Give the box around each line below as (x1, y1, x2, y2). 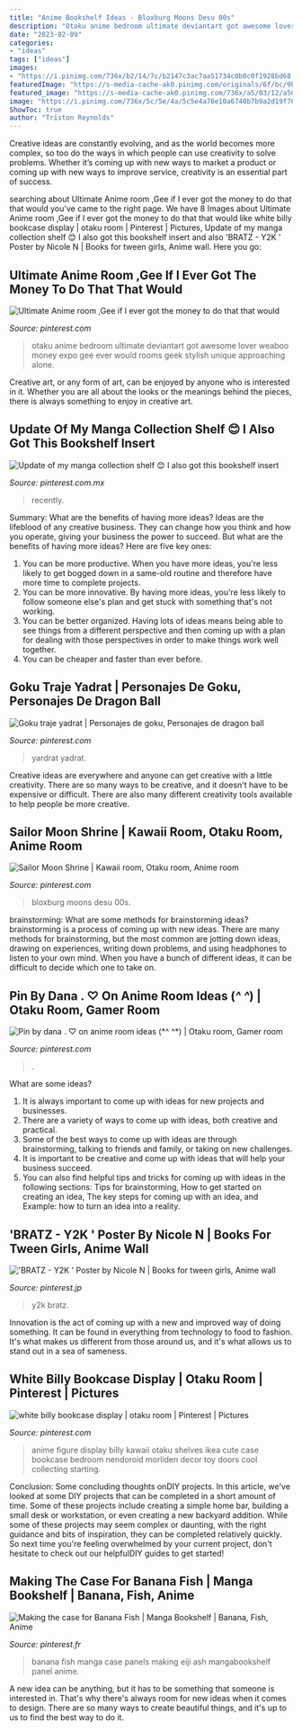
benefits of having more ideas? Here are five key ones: (9, 540, 212, 551)
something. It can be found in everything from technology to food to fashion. (9, 1327, 293, 1337)
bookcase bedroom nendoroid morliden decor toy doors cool (31, 1453, 258, 1465)
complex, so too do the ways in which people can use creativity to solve (9, 147, 277, 158)
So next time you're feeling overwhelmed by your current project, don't (9, 1538, 272, 1549)
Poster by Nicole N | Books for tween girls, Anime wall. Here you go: (9, 242, 262, 253)
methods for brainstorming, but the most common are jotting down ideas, (9, 934, 280, 945)
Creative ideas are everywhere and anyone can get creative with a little (9, 769, 272, 780)
